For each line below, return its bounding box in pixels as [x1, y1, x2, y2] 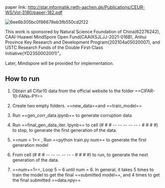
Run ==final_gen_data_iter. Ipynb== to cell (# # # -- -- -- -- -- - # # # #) [12, 122, 159, 128]
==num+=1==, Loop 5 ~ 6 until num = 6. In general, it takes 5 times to [12, 166, 154, 173]
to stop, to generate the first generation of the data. [12, 127, 118, 133]
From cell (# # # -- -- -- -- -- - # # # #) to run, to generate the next [12, 151, 148, 158]
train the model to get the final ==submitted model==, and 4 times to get [12, 172, 160, 178]
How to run [5, 74, 40, 83]
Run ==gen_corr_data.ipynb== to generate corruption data [12, 112, 132, 118]
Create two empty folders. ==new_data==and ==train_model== [12, 103, 142, 109]
